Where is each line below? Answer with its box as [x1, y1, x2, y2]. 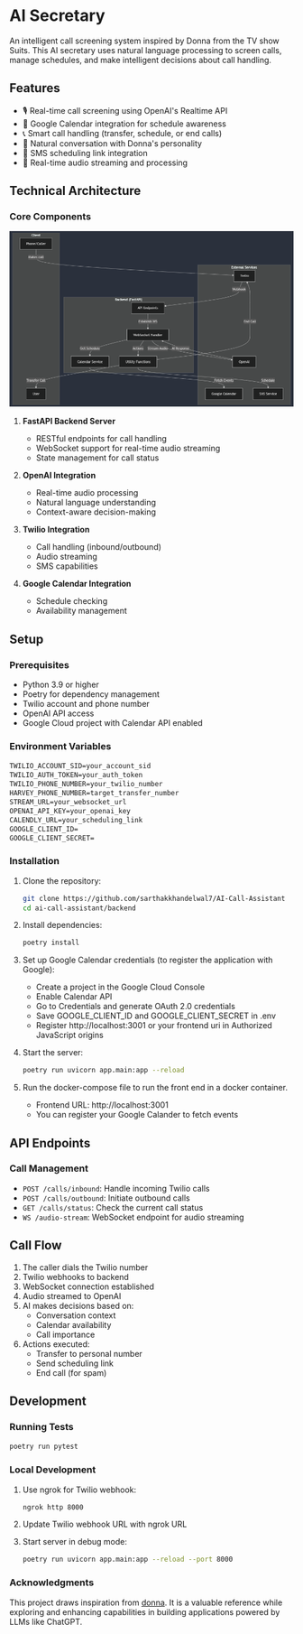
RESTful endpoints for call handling [35, 433, 167, 444]
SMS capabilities [35, 561, 98, 571]
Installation [9, 855, 60, 868]
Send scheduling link [35, 1358, 115, 1369]
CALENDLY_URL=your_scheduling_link [9, 816, 143, 825]
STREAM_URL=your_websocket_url [9, 798, 127, 807]
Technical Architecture [9, 183, 142, 199]
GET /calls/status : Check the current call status [22, 1202, 204, 1212]
